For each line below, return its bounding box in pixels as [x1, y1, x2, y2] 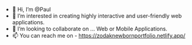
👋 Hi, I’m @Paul [12, 6, 51, 13]
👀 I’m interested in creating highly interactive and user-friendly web [12, 12, 182, 19]
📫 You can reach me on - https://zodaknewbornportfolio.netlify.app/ [12, 32, 186, 39]
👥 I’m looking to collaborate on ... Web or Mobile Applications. [12, 25, 168, 32]
